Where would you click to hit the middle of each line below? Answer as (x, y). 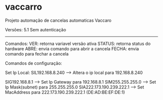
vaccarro (24, 7)
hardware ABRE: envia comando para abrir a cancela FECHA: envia (72, 49)
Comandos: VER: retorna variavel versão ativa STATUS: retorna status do (78, 43)
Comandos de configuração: (33, 63)
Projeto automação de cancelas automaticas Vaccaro (58, 20)
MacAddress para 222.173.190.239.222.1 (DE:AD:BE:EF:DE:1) (65, 92)
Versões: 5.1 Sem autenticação (36, 29)
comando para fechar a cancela (37, 54)
